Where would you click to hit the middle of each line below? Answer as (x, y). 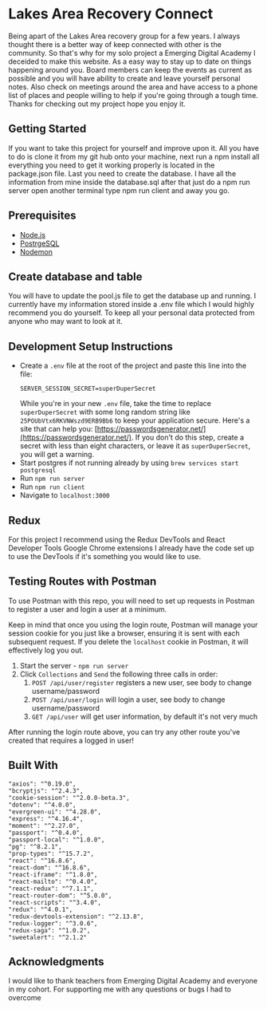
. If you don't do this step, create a (188, 437)
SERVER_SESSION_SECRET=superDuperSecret (88, 389)
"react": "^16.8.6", (43, 861)
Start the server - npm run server (74, 665)
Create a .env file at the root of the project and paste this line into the (133, 366)
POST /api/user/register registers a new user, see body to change (142, 682)
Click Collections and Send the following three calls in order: (119, 674)
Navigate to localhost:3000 (65, 495)
